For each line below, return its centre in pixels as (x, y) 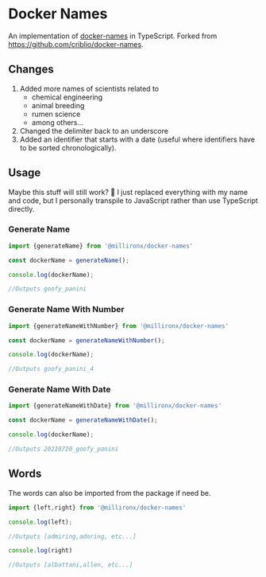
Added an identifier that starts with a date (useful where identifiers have (137, 139)
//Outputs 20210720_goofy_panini (64, 449)
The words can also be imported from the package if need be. (110, 493)
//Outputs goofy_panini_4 (51, 369)
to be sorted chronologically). (68, 147)
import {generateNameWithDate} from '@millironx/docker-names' (115, 406)
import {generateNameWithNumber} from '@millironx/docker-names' (118, 326)
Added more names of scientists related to (89, 88)
